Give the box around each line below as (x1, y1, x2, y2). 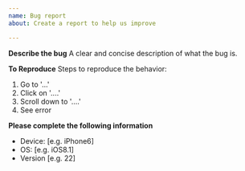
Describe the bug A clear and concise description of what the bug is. (8, 48, 238, 58)
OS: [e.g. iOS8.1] (19, 145, 75, 154)
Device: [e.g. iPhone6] (19, 136, 95, 145)
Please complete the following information (8, 120, 153, 130)
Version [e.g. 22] (19, 153, 76, 163)
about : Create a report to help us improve (8, 19, 157, 27)
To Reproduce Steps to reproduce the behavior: (8, 63, 167, 73)
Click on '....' (19, 88, 61, 97)
